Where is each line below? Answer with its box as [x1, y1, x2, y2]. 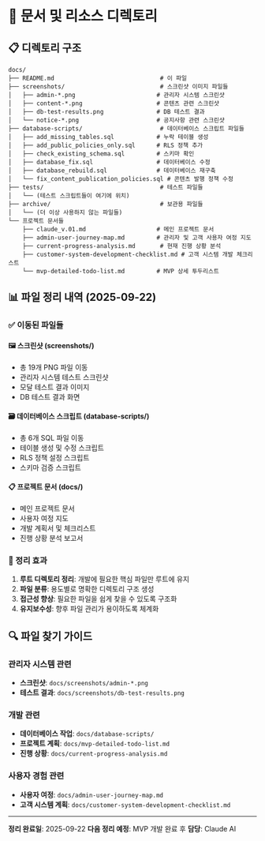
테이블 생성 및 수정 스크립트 [19, 443, 105, 452]
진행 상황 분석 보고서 [19, 533, 84, 543]
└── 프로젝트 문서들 [8, 217, 65, 225]
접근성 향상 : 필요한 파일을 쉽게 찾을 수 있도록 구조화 [19, 594, 177, 604]
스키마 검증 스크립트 [19, 463, 81, 472]
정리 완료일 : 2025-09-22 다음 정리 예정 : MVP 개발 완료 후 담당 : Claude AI [8, 824, 237, 833]
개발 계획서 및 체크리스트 [19, 523, 96, 533]
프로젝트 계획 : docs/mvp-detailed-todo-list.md [19, 739, 170, 749]
